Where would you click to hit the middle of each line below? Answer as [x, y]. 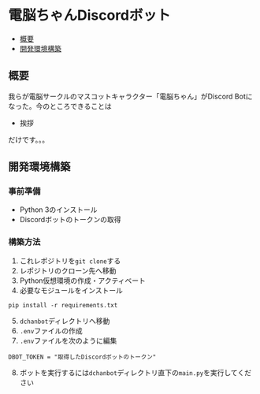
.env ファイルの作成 [51, 330]
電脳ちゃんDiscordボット [89, 15]
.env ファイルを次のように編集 [68, 340]
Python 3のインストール [58, 210]
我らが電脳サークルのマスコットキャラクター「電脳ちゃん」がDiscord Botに [130, 96]
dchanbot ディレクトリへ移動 [65, 321]
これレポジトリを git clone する [70, 261]
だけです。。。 [29, 139]
